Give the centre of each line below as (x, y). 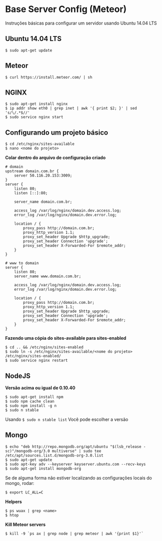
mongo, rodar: (20, 483)
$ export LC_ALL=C (24, 492)
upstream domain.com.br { (32, 171)
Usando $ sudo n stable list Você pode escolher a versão (67, 419)
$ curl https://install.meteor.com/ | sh (49, 77)
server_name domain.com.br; (43, 202)
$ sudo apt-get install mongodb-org (43, 468)
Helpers (14, 501)
